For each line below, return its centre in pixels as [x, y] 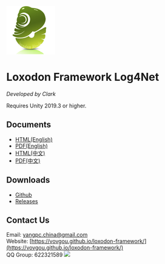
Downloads [28, 180]
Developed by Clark [31, 93]
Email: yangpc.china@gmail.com [47, 235]
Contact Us [28, 220]
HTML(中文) [30, 153]
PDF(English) [32, 146]
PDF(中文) [28, 160]
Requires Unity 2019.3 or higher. [46, 106]
